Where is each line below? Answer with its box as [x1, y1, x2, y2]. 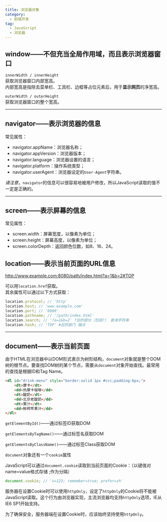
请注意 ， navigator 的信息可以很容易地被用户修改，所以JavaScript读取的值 [5, 179, 156, 185]
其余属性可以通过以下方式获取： [5, 289, 71, 296]
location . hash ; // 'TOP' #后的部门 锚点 [5, 322, 85, 327]
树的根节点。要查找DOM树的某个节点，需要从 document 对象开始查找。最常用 [5, 362, 160, 368]
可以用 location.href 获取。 [5, 283, 61, 289]
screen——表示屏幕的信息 [5, 207, 86, 215]
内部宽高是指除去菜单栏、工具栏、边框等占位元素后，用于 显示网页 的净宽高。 [5, 84, 162, 90]
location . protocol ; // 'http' [5, 299, 68, 304]
